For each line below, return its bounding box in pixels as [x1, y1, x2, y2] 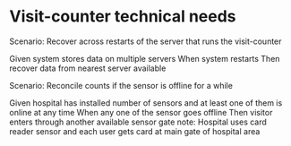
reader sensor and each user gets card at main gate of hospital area [9, 125, 261, 136]
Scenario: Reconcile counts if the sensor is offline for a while [9, 80, 233, 90]
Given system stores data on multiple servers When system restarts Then [9, 53, 280, 64]
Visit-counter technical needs [9, 6, 236, 27]
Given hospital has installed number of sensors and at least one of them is [9, 97, 283, 108]
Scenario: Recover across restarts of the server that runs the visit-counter [9, 36, 282, 47]
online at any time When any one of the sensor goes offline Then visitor [9, 107, 273, 117]
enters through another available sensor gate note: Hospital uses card [9, 116, 267, 127]
